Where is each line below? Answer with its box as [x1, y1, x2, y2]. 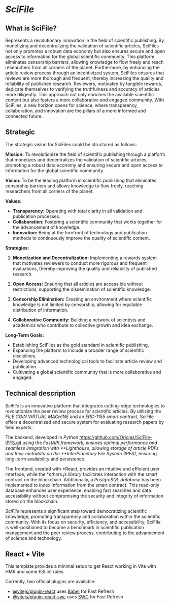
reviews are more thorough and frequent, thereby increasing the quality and [5, 75, 164, 81]
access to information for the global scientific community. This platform [5, 53, 155, 60]
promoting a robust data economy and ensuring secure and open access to [5, 162, 163, 168]
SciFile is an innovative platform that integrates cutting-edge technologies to [5, 402, 165, 408]
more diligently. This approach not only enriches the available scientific [5, 92, 154, 97]
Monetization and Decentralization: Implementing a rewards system [12, 255, 157, 261]
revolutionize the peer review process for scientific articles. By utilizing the [5, 408, 161, 414]
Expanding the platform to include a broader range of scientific [12, 347, 145, 353]
